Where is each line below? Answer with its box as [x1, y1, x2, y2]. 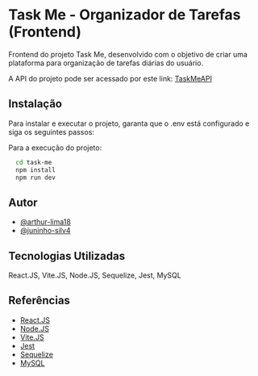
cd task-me [15, 158, 52, 166]
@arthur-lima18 [19, 217, 71, 227]
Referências [8, 294, 71, 307]
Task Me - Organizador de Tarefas [8, 6, 241, 24]
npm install [15, 165, 56, 174]
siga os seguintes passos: [8, 127, 95, 136]
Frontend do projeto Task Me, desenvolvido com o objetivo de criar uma [8, 49, 248, 59]
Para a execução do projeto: [8, 143, 102, 152]
